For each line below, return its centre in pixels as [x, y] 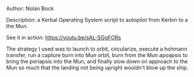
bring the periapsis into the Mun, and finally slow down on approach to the [97, 61]
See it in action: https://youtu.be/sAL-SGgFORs [64, 37]
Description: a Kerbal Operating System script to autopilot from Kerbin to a [97, 20]
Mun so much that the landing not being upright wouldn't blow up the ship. [97, 68]
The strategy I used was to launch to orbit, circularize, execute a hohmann [97, 49]
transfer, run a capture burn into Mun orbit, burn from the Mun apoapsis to [97, 55]
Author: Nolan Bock [30, 9]
